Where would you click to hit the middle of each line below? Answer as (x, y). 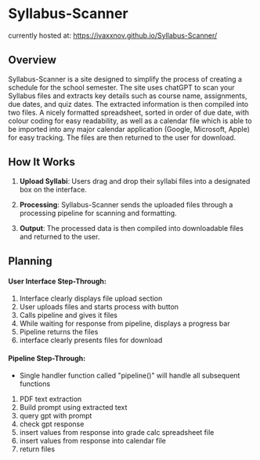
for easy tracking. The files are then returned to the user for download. (122, 137)
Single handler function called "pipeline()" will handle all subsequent (130, 376)
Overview (32, 60)
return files (37, 449)
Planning (30, 261)
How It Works (42, 162)
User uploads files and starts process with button (99, 307)
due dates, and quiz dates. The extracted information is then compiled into (128, 104)
